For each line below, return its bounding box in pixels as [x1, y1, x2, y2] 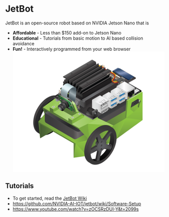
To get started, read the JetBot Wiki [12, 195, 87, 201]
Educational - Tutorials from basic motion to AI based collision [12, 35, 143, 41]
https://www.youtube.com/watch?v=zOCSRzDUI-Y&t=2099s [12, 206, 139, 212]
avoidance [12, 40, 34, 46]
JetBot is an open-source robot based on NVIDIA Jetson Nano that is [5, 20, 149, 26]
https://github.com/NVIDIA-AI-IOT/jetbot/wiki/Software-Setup [12, 200, 142, 206]
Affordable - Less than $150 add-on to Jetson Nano [12, 29, 121, 36]
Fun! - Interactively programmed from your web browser [12, 46, 131, 52]
